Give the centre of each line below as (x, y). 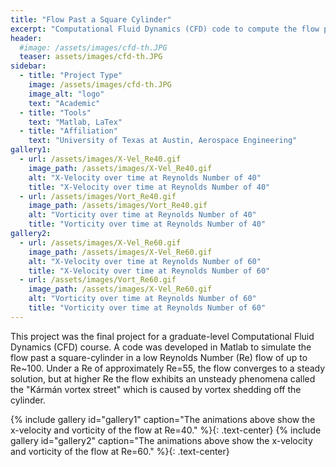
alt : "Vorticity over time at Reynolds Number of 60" (142, 299)
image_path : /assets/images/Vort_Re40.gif (118, 206)
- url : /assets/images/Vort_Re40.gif (98, 196)
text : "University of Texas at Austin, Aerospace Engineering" (163, 141)
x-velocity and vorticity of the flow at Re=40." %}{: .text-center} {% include (166, 430)
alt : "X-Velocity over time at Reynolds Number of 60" (145, 261)
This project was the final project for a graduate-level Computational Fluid (162, 336)
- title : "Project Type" (71, 76)
